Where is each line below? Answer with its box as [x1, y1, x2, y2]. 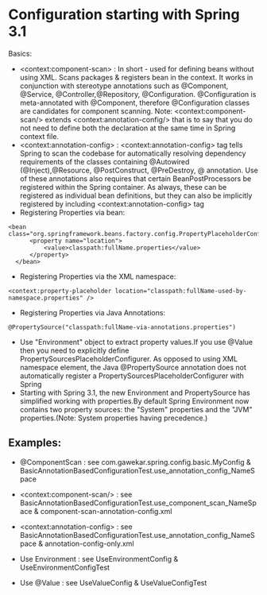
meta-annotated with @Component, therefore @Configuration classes [19, 98, 250, 107]
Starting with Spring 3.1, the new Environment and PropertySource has [19, 388, 250, 397]
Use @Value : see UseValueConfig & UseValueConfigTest [19, 578, 207, 587]
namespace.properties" [8, 294, 83, 302]
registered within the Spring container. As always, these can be [19, 182, 227, 191]
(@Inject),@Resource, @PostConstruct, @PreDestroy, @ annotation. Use [19, 165, 258, 175]
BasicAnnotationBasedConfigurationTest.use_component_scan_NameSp [19, 498, 257, 508]
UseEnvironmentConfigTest [19, 562, 110, 572]
